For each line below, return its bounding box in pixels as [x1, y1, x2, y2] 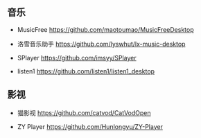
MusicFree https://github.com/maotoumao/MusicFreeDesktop [17, 25, 194, 33]
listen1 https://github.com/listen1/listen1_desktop [17, 67, 155, 75]
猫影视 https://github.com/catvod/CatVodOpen [17, 108, 151, 117]
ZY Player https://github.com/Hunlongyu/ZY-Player [17, 122, 163, 130]
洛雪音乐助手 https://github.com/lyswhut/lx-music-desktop [17, 40, 186, 48]
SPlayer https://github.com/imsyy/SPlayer [17, 53, 137, 62]
